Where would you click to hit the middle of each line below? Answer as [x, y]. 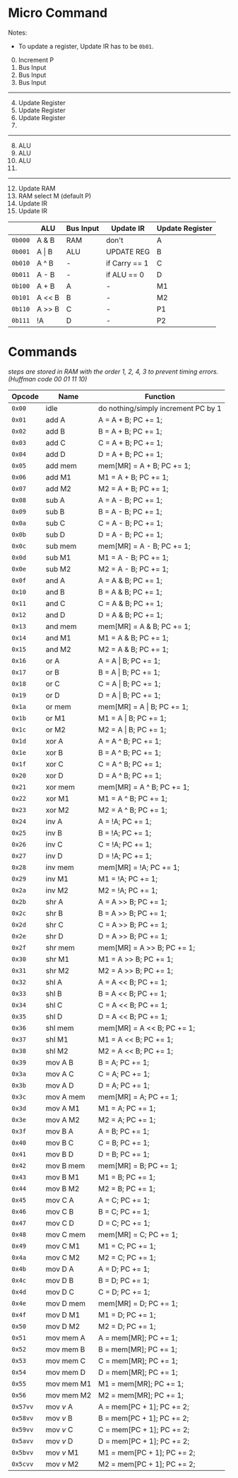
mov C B [60, 1211]
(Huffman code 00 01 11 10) [48, 379]
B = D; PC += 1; [124, 1280]
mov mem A [65, 1337]
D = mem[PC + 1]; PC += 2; [144, 1441]
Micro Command [58, 13]
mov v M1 [62, 1453]
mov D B [60, 1280]
